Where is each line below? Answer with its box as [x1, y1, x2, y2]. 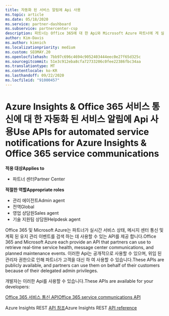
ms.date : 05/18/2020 [5, 17, 49, 22]
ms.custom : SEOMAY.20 [5, 49, 51, 54]
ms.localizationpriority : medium [5, 45, 76, 50]
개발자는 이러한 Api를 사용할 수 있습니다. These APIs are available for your [5, 278, 154, 284]
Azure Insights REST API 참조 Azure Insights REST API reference [5, 304, 137, 310]
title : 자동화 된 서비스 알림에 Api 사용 [5, 7, 81, 13]
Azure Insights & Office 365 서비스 [5, 101, 150, 112]
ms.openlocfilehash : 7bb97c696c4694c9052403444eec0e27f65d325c [5, 54, 141, 59]
